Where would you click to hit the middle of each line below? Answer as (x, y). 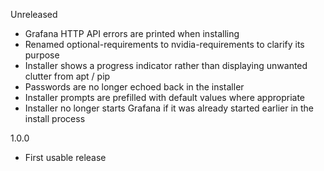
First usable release (65, 157)
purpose (42, 55)
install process (55, 118)
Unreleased (34, 14)
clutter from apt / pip (67, 76)
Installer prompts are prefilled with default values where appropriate (165, 97)
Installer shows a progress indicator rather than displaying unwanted (166, 65)
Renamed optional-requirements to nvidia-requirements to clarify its (164, 44)
